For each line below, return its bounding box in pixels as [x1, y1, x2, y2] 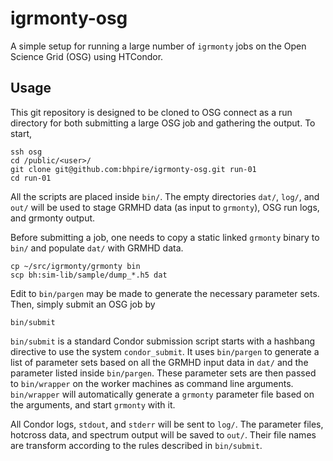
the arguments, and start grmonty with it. [10, 398, 176, 411]
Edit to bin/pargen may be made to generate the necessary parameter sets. [10, 287, 320, 299]
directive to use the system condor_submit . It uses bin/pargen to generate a [10, 345, 320, 357]
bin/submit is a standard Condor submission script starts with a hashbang [10, 335, 316, 347]
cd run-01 [10, 173, 52, 183]
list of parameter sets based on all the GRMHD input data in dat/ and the [10, 356, 309, 368]
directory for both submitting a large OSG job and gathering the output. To [10, 117, 316, 129]
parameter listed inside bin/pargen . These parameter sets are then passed [10, 367, 317, 379]
